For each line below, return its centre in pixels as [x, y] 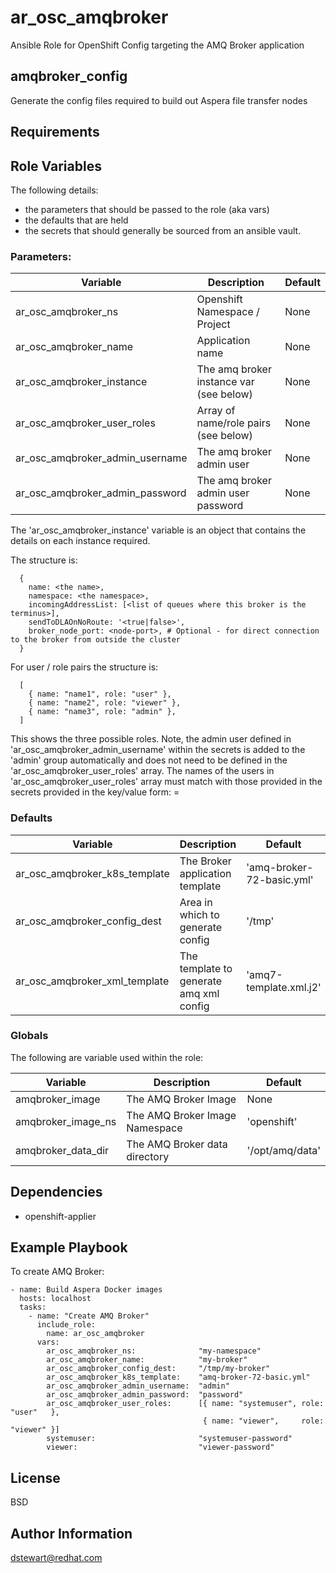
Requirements [55, 132]
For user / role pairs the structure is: [84, 667]
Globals [29, 1036]
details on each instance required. [80, 541]
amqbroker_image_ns [66, 1121]
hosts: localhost [55, 1299]
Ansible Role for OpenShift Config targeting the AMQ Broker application [157, 45]
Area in [196, 902]
